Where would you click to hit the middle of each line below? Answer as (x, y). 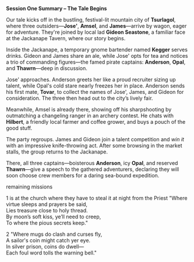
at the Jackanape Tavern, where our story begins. (66, 38)
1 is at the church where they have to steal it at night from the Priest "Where (97, 198)
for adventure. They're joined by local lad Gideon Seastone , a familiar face (96, 32)
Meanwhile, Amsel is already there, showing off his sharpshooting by (89, 109)
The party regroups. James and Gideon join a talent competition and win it (95, 139)
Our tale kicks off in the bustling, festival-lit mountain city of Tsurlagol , (91, 20)
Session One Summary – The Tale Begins (57, 8)
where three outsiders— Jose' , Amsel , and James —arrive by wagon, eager (96, 26)
